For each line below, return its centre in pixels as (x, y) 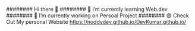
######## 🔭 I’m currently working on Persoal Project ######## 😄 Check (97, 15)
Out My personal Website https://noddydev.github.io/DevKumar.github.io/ (96, 22)
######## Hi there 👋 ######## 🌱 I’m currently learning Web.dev (87, 9)
